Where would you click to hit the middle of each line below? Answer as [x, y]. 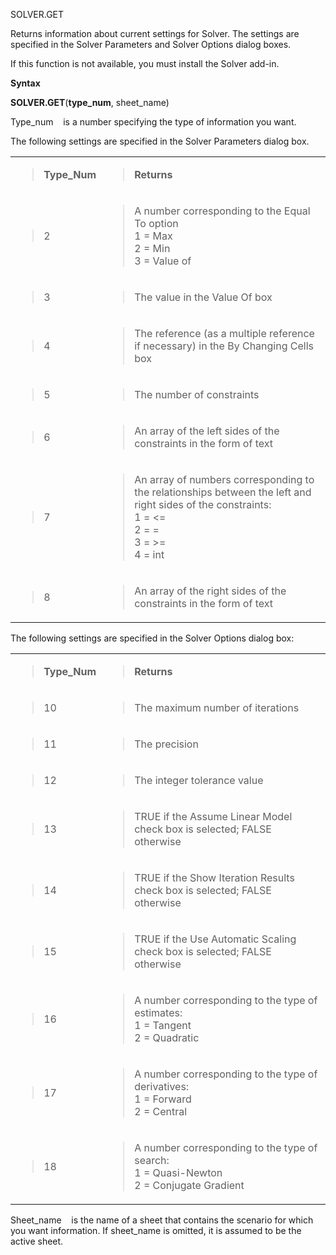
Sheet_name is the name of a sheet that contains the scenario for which [162, 1220]
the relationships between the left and [223, 492]
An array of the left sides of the [207, 431]
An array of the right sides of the [210, 591]
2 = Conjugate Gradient [189, 1185]
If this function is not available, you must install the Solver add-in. [145, 63]
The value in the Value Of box [203, 297]
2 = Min [152, 248]
